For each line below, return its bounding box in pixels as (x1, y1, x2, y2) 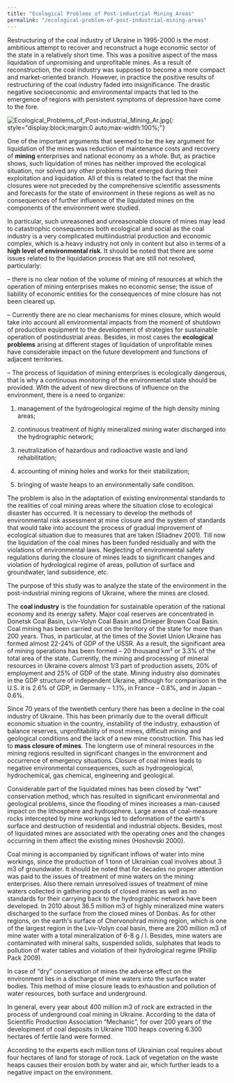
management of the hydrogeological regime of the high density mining (17, 404, 220, 412)
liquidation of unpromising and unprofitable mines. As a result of (7, 58, 192, 66)
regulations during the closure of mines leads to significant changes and (7, 553, 214, 561)
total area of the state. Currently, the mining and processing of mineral (7, 654, 209, 662)
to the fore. (7, 102, 40, 111)
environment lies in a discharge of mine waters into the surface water (7, 974, 207, 983)
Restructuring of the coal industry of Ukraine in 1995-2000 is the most (7, 36, 209, 44)
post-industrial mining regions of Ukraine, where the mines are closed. (7, 589, 210, 597)
